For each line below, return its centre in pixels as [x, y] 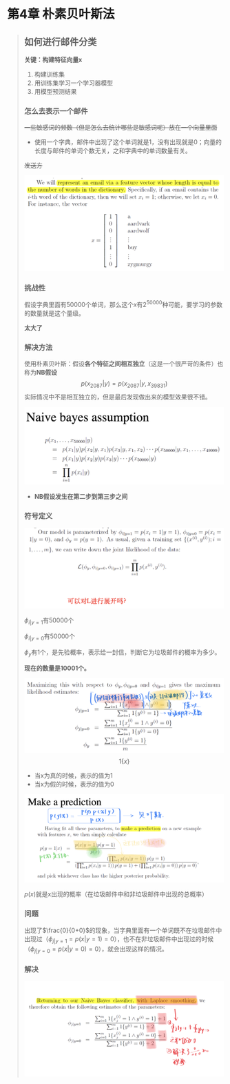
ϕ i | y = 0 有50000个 [50, 637]
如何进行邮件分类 [60, 42]
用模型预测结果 [55, 91]
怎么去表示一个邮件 [56, 111]
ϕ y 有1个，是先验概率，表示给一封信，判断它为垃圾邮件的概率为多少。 [122, 653]
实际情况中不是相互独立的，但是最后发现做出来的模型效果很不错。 [117, 397]
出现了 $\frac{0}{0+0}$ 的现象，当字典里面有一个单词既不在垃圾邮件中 [123, 930]
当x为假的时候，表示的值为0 [74, 784]
